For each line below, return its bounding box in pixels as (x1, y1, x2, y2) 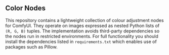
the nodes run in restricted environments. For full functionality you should (5, 33, 158, 39)
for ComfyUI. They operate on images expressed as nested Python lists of (5, 22, 160, 28)
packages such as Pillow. (5, 43, 58, 49)
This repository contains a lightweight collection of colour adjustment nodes (5, 17, 164, 23)
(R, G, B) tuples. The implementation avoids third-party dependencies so (5, 27, 160, 34)
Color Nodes (5, 4, 46, 12)
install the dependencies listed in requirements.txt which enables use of (5, 38, 157, 44)
